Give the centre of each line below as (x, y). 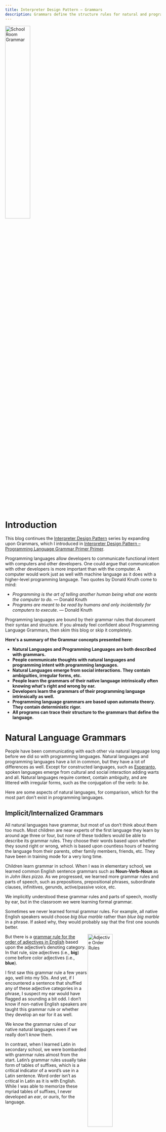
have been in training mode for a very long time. (54, 857)
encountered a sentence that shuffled (43, 983)
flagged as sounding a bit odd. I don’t (43, 999)
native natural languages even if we (41, 1029)
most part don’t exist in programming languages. (55, 797)
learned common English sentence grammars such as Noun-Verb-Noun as (82, 871)
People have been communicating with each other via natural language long (83, 751)
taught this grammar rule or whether (42, 1009)
